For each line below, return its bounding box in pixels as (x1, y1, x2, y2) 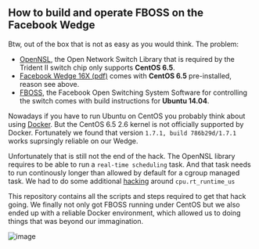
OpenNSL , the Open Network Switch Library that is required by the (19, 54, 235, 63)
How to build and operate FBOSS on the (8, 6, 203, 20)
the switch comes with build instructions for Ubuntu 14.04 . (19, 96, 210, 105)
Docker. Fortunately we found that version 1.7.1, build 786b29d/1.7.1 (8, 128, 237, 137)
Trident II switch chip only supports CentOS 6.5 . (19, 63, 176, 72)
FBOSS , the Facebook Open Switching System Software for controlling (19, 88, 248, 97)
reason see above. (19, 79, 80, 88)
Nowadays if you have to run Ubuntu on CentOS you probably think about (8, 111, 246, 121)
